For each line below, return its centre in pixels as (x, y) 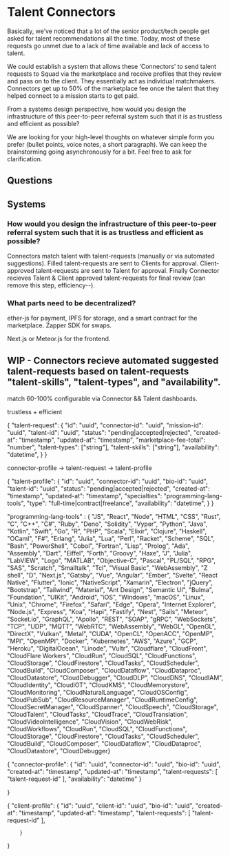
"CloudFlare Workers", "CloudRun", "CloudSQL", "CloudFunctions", (102, 656)
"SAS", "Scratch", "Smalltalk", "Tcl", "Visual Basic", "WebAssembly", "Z (107, 568)
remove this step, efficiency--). (51, 285)
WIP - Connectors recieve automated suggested (113, 360)
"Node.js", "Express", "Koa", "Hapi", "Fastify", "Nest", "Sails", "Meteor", (108, 612)
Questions (30, 181)
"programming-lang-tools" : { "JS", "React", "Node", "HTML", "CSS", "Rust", (114, 517)
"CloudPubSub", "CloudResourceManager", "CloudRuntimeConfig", (103, 700)
